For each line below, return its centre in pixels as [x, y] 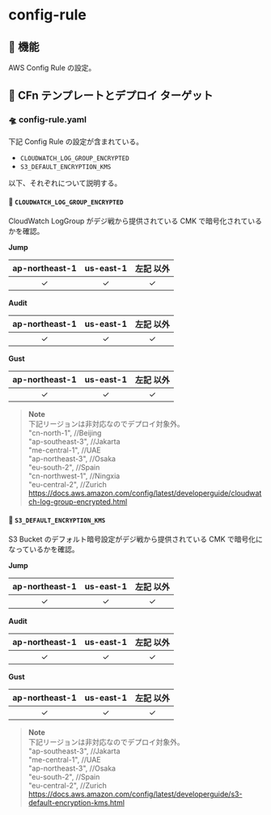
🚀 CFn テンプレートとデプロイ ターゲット [111, 96]
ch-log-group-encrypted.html [78, 501]
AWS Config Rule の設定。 [52, 68]
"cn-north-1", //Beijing [65, 433]
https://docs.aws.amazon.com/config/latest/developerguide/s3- [135, 794]
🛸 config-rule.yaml [48, 120]
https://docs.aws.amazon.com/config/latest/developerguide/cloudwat [145, 493]
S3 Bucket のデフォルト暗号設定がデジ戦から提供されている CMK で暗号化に [135, 539]
